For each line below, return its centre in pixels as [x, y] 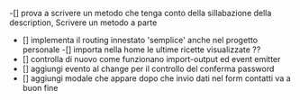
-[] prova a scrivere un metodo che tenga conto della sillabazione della [141, 13]
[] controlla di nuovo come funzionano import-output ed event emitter [151, 59]
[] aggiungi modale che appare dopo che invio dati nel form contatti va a [156, 78]
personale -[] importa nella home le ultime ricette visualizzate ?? [141, 50]
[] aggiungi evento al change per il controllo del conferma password [148, 68]
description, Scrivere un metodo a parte [83, 23]
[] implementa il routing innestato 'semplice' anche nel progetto [140, 40]
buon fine [40, 88]
